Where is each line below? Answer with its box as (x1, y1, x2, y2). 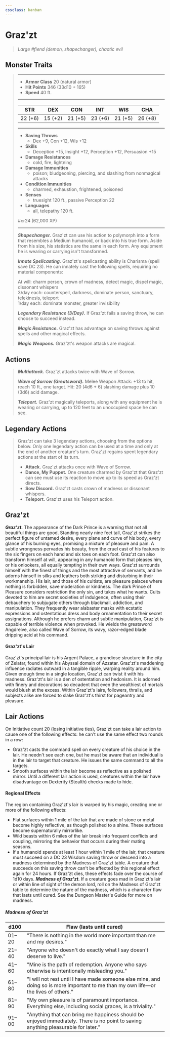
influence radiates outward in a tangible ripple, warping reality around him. (5, 665, 161, 671)
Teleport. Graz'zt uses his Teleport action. (25, 496, 114, 502)
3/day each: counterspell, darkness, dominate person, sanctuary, (17, 290, 154, 296)
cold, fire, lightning (32, 159, 72, 166)
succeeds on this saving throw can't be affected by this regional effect (12, 865, 160, 871)
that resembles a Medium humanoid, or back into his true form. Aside (17, 237, 162, 244)
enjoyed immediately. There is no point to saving (27, 1017, 142, 1024)
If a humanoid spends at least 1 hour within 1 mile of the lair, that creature (12, 849, 165, 855)
